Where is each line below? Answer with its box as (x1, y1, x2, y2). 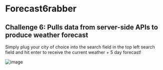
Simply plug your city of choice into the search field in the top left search (5, 44, 155, 50)
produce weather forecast (5, 30, 88, 39)
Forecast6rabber (5, 3, 76, 14)
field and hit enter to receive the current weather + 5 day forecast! (5, 49, 141, 55)
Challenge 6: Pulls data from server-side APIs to (5, 23, 158, 31)
